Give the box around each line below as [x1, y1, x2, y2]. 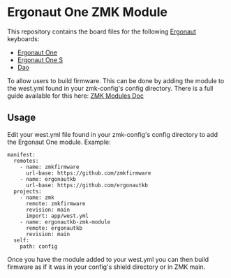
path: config [20, 242, 58, 250]
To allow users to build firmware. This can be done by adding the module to [7, 76, 225, 85]
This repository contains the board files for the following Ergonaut [7, 27, 197, 36]
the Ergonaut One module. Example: [7, 138, 111, 146]
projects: [13, 188, 42, 195]
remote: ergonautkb [25, 224, 82, 231]
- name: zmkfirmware [20, 163, 80, 170]
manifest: [7, 151, 36, 158]
